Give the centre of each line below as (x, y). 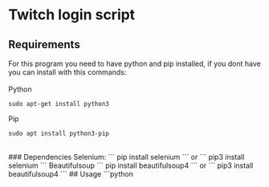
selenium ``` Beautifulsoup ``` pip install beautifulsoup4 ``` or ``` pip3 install (131, 165)
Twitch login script (72, 15)
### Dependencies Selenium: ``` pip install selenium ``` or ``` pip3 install (126, 157)
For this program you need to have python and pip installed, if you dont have (134, 63)
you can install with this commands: (67, 72)
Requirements (44, 45)
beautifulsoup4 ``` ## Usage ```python (71, 174)
